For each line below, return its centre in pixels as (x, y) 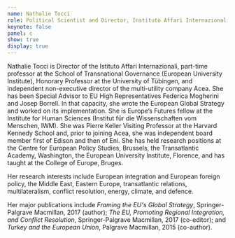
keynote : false (29, 27)
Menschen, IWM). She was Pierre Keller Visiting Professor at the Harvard (112, 126)
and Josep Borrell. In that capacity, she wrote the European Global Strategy (116, 103)
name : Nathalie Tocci (39, 14)
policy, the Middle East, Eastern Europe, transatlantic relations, (97, 184)
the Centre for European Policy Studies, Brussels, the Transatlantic (103, 148)
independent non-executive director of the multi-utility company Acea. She (115, 89)
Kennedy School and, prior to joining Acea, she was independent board (110, 133)
